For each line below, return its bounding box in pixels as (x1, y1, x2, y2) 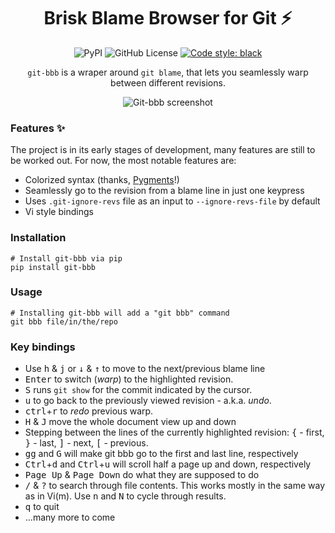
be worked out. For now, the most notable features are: (10, 155, 237, 167)
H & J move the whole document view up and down (24, 416, 237, 428)
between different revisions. (110, 76, 226, 89)
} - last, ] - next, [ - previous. (24, 437, 149, 449)
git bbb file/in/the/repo (10, 316, 118, 327)
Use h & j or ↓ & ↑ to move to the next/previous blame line (24, 363, 266, 375)
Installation (10, 231, 67, 245)
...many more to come (24, 511, 116, 524)
